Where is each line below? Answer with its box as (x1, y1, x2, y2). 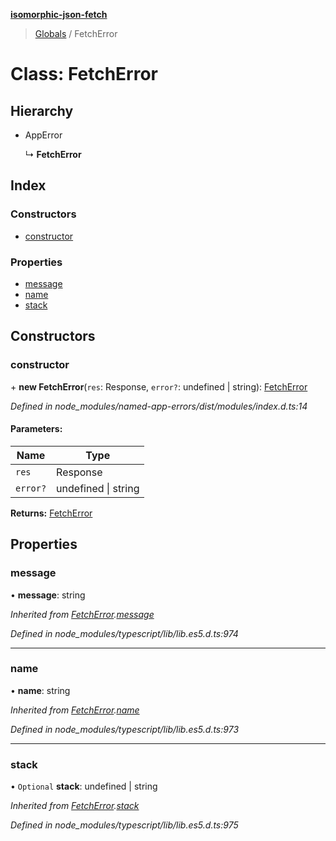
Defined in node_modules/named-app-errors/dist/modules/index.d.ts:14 (10, 400, 308, 412)
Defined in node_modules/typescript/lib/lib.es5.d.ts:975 (10, 819, 239, 831)
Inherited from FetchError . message (10, 608, 155, 620)
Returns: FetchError (10, 507, 93, 519)
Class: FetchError (10, 63, 159, 86)
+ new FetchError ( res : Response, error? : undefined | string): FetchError (10, 380, 308, 393)
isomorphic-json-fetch (10, 9, 108, 20)
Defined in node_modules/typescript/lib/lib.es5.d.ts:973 (10, 723, 240, 735)
